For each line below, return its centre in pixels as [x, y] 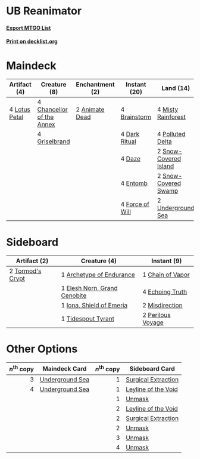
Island [165, 167]
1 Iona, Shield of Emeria [94, 306]
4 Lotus [20, 110]
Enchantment [95, 85]
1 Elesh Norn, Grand [89, 288]
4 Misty [168, 110]
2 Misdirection [162, 306]
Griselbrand [54, 141]
